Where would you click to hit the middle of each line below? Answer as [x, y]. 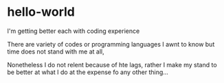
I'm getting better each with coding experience [74, 31]
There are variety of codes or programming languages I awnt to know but [111, 44]
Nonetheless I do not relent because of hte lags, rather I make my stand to [112, 64]
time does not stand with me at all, [56, 51]
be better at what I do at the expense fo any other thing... [88, 72]
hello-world [41, 12]
